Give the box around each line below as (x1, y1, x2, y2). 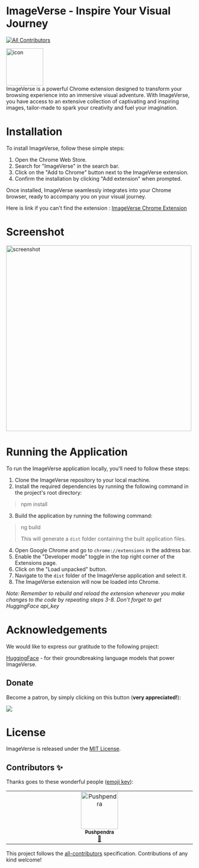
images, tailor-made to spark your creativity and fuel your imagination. (6, 104, 178, 111)
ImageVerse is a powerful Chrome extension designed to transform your (6, 85, 182, 92)
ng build (20, 523, 41, 530)
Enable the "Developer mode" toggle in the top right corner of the (14, 553, 175, 560)
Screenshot (6, 225, 65, 239)
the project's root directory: (14, 489, 82, 496)
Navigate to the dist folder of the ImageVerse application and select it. (14, 572, 187, 579)
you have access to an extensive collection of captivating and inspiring (6, 98, 179, 105)
